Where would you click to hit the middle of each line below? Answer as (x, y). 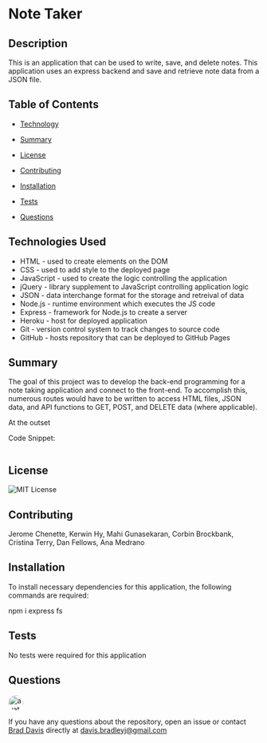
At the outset (29, 423)
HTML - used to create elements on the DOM (94, 261)
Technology (39, 124)
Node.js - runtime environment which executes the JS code (118, 304)
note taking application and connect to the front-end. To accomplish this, (128, 390)
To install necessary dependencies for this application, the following (120, 586)
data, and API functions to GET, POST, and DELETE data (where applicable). (133, 407)
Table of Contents (54, 105)
